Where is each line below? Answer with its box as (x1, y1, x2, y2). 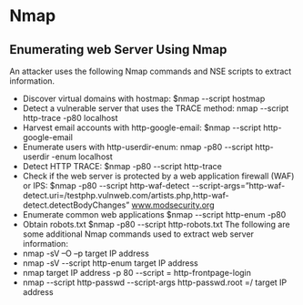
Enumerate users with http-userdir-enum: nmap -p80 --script (22, 142, 253, 152)
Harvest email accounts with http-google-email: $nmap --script (22, 122, 261, 133)
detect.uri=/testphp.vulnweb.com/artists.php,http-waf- (22, 190, 229, 200)
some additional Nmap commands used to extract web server (22, 229, 255, 239)
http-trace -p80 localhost (22, 113, 118, 123)
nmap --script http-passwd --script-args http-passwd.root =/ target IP (22, 277, 288, 288)
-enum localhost (51, 151, 114, 162)
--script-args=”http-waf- (191, 180, 286, 191)
